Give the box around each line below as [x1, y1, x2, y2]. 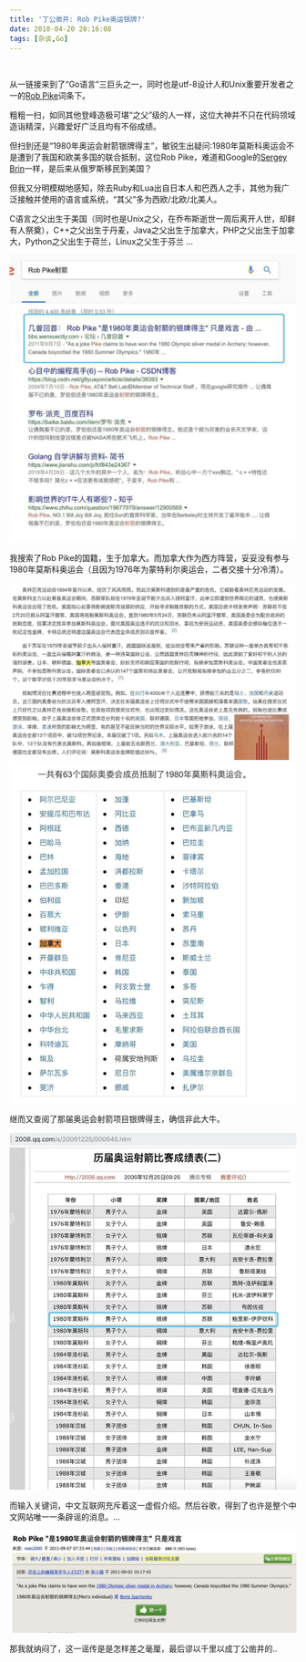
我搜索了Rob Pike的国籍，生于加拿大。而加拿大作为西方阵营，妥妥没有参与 [9, 553, 290, 564]
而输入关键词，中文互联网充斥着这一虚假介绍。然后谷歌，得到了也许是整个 [9, 1500, 289, 1511]
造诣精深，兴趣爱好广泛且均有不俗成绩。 [9, 121, 161, 132]
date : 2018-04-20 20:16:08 [9, 24, 112, 34]
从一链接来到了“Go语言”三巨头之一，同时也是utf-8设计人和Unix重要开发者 [9, 78, 287, 90]
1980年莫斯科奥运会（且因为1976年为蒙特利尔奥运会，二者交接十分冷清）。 [9, 564, 289, 575]
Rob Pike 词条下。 [25, 90, 91, 101]
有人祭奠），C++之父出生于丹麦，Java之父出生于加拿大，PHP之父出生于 [9, 224, 280, 236]
